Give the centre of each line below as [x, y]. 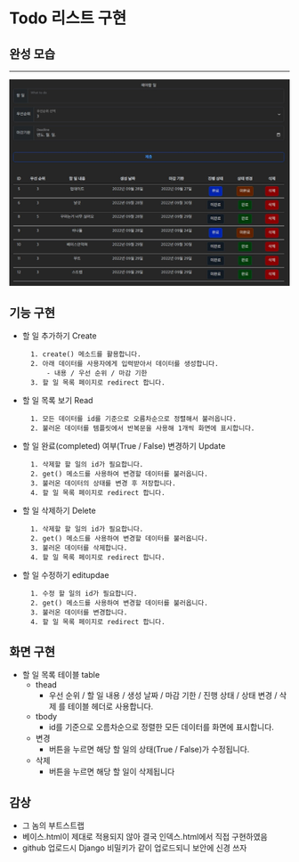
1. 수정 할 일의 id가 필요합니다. [84, 594]
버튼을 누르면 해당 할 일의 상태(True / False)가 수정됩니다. [149, 750]
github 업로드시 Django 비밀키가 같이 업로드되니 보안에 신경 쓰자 [134, 848]
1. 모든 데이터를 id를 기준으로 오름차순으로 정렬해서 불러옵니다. [134, 419]
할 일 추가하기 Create [59, 336]
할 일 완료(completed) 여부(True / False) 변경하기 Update [124, 446]
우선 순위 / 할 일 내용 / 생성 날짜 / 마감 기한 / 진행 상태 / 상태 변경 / [163, 695]
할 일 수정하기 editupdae [65, 575]
